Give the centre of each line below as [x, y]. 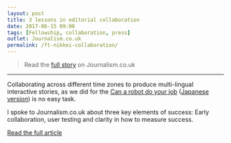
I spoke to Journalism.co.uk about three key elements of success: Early [108, 112]
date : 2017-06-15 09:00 [41, 26]
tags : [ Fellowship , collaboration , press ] [69, 32]
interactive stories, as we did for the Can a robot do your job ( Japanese [108, 92]
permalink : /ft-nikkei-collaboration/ [63, 45]
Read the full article [35, 133]
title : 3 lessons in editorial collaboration [73, 20]
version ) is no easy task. [42, 99]
